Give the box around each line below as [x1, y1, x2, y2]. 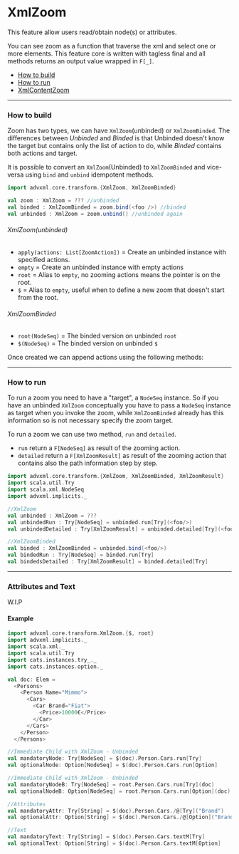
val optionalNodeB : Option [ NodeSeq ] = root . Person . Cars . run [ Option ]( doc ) [7, 788, 231, 795]
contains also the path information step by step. [17, 459, 158, 467]
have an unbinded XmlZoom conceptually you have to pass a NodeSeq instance [7, 401, 231, 410]
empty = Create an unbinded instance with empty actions [17, 263, 184, 271]
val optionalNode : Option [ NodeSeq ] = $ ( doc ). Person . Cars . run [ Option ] [7, 761, 218, 769]
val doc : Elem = [7, 676, 55, 683]
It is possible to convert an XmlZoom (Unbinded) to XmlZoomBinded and [7, 163, 206, 172]
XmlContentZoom [17, 85, 70, 94]
